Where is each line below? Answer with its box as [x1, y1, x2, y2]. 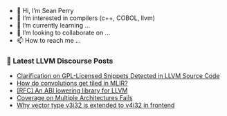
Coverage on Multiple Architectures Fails [16, 94, 133, 102]
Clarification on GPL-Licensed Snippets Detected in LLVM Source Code [16, 72, 220, 80]
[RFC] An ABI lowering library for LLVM [16, 86, 128, 95]
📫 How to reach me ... [16, 37, 81, 44]
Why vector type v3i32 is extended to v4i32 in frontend [16, 101, 175, 110]
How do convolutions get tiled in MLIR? [16, 79, 129, 88]
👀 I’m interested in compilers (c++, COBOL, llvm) [16, 14, 155, 22]
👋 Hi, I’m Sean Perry [16, 7, 74, 14]
